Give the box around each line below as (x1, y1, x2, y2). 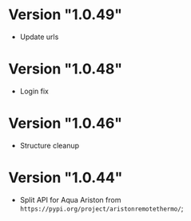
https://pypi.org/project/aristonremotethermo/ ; (19, 203, 184, 213)
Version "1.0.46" (8, 114, 122, 132)
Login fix (19, 86, 50, 96)
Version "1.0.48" (8, 60, 122, 78)
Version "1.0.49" (8, 6, 122, 24)
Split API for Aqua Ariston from (19, 195, 121, 204)
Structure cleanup (19, 140, 80, 150)
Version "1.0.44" (8, 169, 123, 187)
